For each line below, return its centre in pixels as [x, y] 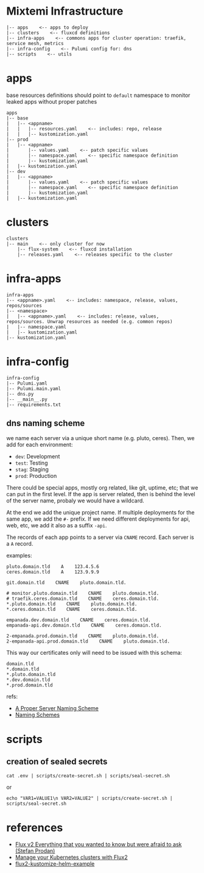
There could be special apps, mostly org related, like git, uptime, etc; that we [102, 487]
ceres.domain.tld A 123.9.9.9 [53, 572]
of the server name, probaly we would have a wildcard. [75, 501]
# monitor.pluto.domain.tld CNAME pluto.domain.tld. [83, 593]
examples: [19, 555]
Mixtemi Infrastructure [65, 11]
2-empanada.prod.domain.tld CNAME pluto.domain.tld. [83, 636]
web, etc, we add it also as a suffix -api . [57, 525]
